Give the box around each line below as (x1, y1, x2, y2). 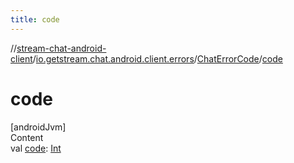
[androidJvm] (10, 121, 67, 133)
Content (10, 131, 44, 143)
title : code (10, 14, 60, 25)
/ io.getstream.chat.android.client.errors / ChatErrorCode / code (32, 52, 283, 65)
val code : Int (10, 142, 62, 154)
